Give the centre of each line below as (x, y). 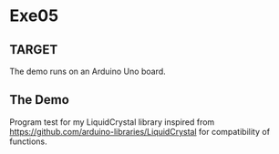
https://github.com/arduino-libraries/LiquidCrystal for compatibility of (140, 131)
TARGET (34, 50)
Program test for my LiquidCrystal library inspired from (112, 122)
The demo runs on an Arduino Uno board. (88, 71)
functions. (28, 141)
